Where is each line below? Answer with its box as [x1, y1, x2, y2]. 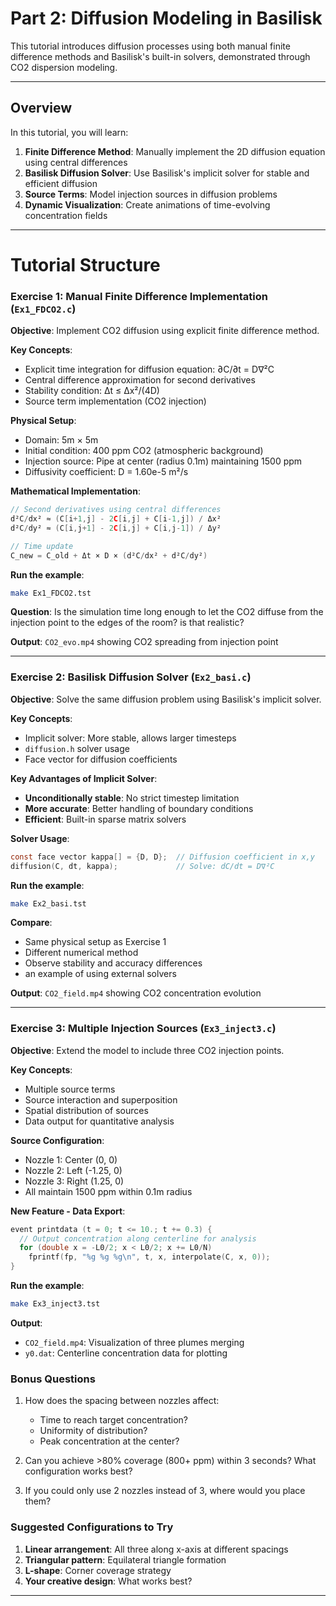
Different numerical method [24, 947, 139, 959]
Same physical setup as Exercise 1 [24, 936, 167, 948]
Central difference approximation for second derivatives [24, 374, 256, 386]
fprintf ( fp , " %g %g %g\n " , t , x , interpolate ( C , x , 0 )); [28, 1252, 271, 1262]
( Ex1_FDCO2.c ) [10, 302, 77, 316]
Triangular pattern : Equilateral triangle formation [24, 1553, 227, 1566]
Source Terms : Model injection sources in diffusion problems [24, 188, 278, 200]
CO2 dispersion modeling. [10, 61, 118, 73]
